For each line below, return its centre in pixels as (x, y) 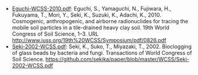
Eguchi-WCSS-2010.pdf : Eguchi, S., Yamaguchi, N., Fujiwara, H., (91, 9)
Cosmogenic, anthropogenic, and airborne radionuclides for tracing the (100, 21)
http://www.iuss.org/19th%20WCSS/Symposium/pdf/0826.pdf (89, 40)
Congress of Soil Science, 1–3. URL (55, 34)
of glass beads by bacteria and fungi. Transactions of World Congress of (102, 53)
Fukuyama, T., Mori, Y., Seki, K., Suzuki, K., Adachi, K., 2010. (87, 15)
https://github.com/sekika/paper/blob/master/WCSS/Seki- (117, 59)
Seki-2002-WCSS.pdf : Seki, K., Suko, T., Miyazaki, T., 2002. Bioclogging (102, 46)
